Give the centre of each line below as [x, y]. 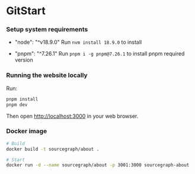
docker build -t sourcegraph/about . [53, 149]
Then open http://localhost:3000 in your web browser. [72, 116]
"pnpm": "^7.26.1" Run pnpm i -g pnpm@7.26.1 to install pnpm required [100, 54]
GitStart [26, 11]
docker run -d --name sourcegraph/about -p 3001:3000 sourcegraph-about [98, 165]
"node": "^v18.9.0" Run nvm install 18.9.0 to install [78, 42]
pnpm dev [17, 105]
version [24, 60]
